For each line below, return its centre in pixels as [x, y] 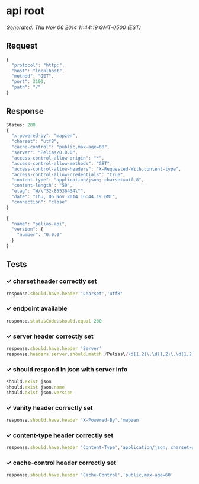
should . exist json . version [39, 393]
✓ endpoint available [37, 308]
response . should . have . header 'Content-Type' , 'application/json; [87, 448]
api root [25, 11]
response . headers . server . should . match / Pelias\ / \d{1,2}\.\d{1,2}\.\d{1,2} [100, 354]
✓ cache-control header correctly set [61, 463]
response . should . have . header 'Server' [54, 348]
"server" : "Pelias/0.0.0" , [45, 152]
